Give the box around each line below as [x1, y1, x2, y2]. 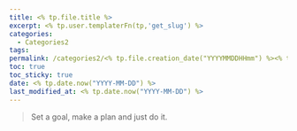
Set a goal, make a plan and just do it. [30, 112, 168, 122]
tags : [9, 46, 29, 55]
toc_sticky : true [9, 71, 73, 80]
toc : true [9, 63, 46, 72]
